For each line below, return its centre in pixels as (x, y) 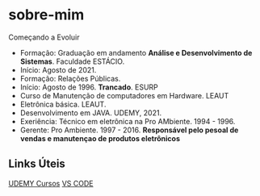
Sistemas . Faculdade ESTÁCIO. (72, 61)
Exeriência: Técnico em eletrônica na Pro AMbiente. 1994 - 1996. (128, 121)
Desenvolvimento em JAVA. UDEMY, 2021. (91, 113)
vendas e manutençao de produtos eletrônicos (100, 138)
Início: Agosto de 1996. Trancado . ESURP (89, 87)
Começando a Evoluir (44, 37)
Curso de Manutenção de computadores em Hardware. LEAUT (124, 95)
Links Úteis (37, 164)
